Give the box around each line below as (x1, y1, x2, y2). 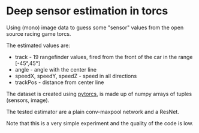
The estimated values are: (6, 42, 71, 49)
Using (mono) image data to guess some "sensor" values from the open (6, 24, 184, 31)
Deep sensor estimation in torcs (6, 4, 168, 18)
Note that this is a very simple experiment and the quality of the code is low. (6, 119, 194, 126)
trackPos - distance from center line (14, 79, 104, 86)
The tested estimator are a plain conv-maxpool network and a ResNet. (6, 108, 180, 115)
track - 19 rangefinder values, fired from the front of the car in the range (14, 53, 193, 60)
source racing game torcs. (6, 30, 71, 37)
